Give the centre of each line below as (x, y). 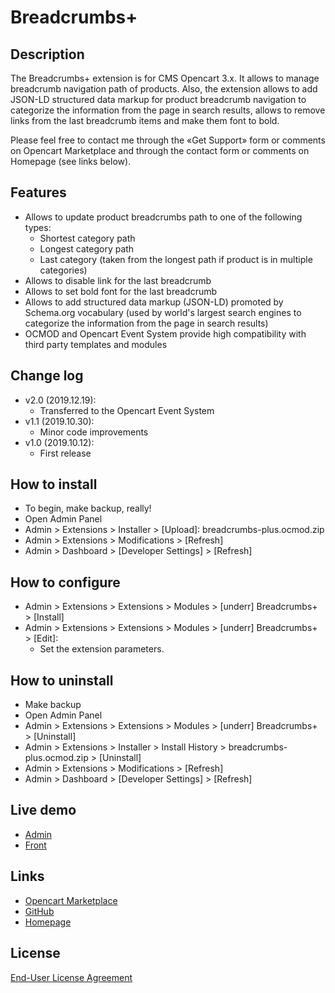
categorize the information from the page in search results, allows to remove (168, 110)
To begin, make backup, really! (88, 508)
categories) (63, 270)
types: (38, 227)
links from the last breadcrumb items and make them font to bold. (145, 120)
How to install (54, 484)
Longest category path (87, 248)
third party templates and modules (96, 344)
